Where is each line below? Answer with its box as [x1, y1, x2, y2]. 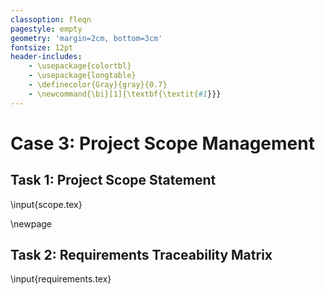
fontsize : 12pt [10, 42, 74, 53]
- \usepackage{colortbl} [28, 61, 132, 71]
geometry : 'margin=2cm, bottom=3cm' [10, 33, 163, 43]
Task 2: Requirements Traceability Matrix [10, 247, 273, 264]
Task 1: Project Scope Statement [10, 172, 217, 189]
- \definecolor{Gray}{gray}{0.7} [28, 80, 168, 90]
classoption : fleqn [10, 14, 92, 25]
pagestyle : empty [10, 24, 83, 34]
